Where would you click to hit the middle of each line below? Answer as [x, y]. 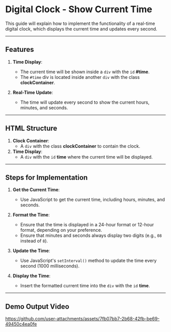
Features [20, 50]
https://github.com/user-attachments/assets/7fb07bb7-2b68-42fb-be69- [82, 319]
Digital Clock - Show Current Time [79, 9]
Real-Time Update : [33, 92]
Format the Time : [31, 215]
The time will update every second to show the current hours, [85, 102]
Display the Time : [32, 276]
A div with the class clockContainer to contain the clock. [80, 146]
